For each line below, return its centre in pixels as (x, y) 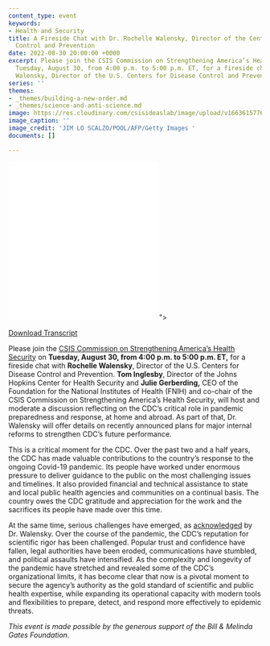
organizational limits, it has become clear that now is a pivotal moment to (129, 576)
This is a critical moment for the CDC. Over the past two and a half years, (129, 449)
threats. (21, 611)
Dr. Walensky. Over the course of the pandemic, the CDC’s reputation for (129, 533)
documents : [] (32, 135)
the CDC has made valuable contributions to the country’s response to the (131, 458)
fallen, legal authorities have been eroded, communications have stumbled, (133, 551)
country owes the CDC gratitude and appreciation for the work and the (125, 501)
